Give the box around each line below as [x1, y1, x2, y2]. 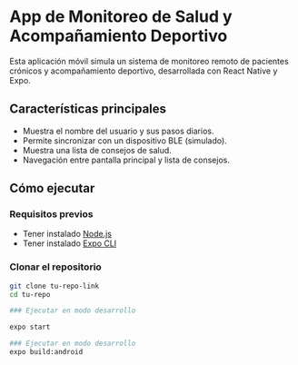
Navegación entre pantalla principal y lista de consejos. [22, 154, 230, 165]
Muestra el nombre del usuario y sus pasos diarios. [22, 125, 214, 136]
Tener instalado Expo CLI [22, 238, 117, 249]
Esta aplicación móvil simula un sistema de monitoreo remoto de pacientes [9, 55, 289, 66]
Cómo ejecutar [9, 181, 95, 196]
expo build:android [9, 348, 84, 357]
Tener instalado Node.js [22, 229, 112, 240]
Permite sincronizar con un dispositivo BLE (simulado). [22, 134, 227, 146]
